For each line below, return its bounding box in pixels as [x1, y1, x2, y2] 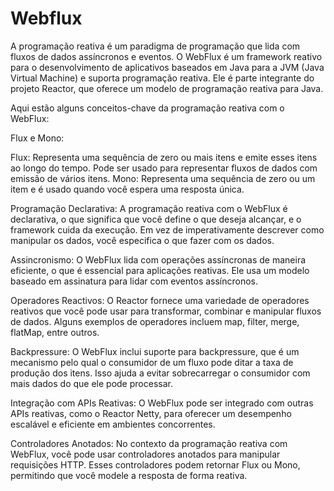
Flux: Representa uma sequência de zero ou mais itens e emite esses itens [10, 151, 318, 163]
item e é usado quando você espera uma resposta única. [10, 183, 245, 195]
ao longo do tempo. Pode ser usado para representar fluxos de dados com [10, 162, 318, 174]
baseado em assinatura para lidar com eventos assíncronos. [10, 275, 259, 287]
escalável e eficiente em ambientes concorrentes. [10, 418, 216, 430]
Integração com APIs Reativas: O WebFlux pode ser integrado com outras [10, 397, 314, 409]
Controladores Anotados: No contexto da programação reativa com [10, 437, 288, 449]
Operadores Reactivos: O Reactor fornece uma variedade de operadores [10, 294, 310, 306]
